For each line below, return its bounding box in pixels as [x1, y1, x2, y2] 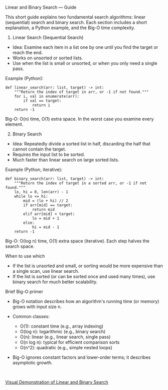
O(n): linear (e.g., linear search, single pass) [20, 334, 111, 340]
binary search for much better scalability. [12, 279, 98, 285]
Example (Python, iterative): [5, 167, 63, 173]
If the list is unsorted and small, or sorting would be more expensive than [12, 263, 163, 269]
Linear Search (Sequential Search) [12, 35, 84, 40]
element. [5, 121, 24, 127]
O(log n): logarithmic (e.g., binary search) [20, 329, 106, 334]
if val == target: [23, 98, 62, 103]
